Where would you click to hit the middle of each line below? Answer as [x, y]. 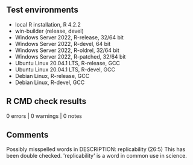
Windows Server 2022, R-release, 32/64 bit [69, 37]
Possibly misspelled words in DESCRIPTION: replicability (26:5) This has [96, 149]
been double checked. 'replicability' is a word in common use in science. [96, 156]
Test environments [42, 10]
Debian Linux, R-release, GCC [52, 76]
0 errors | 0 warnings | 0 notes [44, 116]
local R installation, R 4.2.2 [48, 24]
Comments [27, 135]
